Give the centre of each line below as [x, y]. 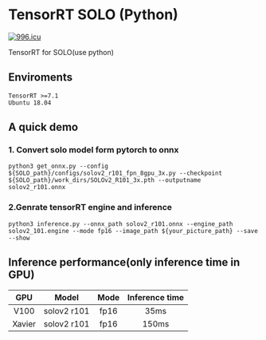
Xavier [24, 323]
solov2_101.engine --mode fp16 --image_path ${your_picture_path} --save [133, 231]
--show [19, 238]
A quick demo [43, 127]
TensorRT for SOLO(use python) [61, 52]
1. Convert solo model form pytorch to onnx [94, 150]
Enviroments [41, 77]
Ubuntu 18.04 [30, 103]
